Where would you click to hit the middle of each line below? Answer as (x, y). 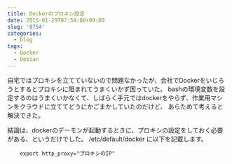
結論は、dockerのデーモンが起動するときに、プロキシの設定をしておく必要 (115, 130)
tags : (15, 46)
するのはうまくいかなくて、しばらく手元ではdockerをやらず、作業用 (112, 97)
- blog (23, 40)
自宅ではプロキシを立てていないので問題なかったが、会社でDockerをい (110, 80)
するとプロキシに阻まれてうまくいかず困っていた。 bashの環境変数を (119, 89)
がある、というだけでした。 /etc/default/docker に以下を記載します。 (107, 139)
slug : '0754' (26, 27)
